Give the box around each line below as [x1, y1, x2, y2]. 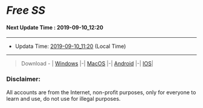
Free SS [6, 4, 45, 17]
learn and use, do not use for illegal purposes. [6, 95, 121, 102]
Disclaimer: [6, 75, 41, 83]
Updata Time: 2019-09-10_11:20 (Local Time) [14, 43, 126, 50]
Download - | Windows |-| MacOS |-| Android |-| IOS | [21, 60, 154, 67]
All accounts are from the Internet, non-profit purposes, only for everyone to [6, 88, 196, 96]
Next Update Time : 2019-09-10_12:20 [6, 23, 104, 31]
